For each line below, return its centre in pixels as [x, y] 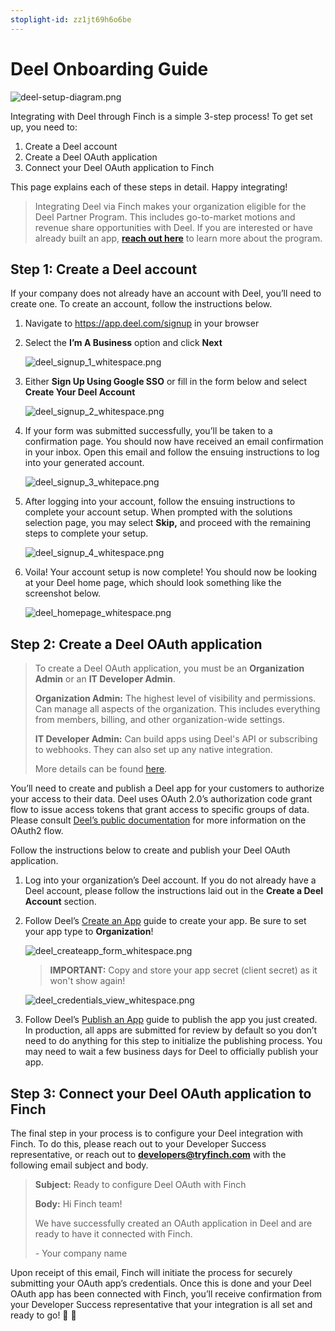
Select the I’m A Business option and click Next [123, 343]
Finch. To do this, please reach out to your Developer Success [138, 1144]
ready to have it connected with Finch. [113, 1234]
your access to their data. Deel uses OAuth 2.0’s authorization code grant [161, 799]
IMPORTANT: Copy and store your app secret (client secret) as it [183, 970]
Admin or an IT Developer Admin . [105, 679]
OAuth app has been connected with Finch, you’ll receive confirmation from [166, 1294]
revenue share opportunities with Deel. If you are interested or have [173, 227]
